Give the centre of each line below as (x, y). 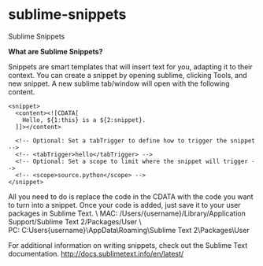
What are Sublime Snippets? (56, 51)
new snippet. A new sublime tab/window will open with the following (119, 83)
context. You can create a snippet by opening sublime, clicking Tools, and (128, 75)
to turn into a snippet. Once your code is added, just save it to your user (125, 205)
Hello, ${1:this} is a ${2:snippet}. (84, 120)
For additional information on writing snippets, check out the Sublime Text (128, 245)
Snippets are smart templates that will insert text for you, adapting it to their (131, 66)
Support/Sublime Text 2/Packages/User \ (75, 221)
